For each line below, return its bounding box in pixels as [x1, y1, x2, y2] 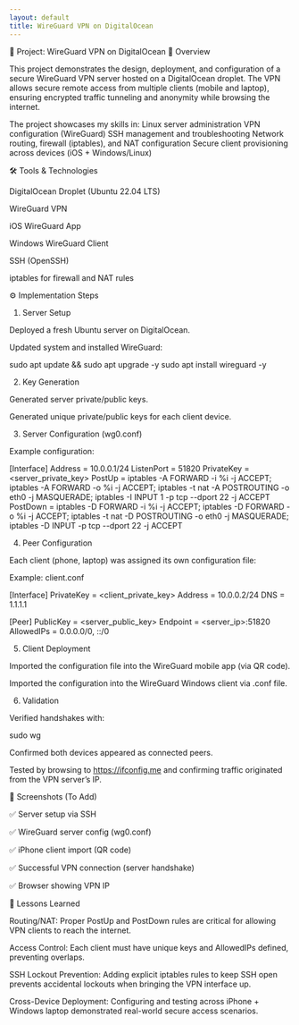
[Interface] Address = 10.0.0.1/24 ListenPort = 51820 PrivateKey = [9, 462, 250, 474]
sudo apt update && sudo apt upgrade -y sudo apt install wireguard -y [9, 359, 267, 369]
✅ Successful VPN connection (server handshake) [9, 862, 195, 873]
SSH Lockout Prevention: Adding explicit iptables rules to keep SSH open [9, 969, 278, 979]
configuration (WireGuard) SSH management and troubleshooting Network [9, 128, 284, 139]
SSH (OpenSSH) [9, 255, 70, 266]
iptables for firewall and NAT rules [9, 272, 134, 283]
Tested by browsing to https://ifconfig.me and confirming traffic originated [9, 764, 283, 775]
